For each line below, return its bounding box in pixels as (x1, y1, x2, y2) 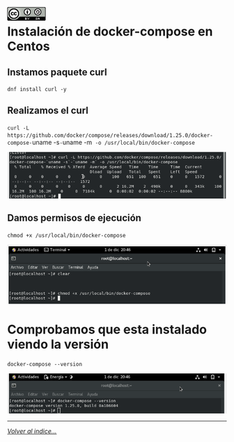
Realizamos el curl (7, 104, 88, 117)
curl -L (7, 125, 30, 132)
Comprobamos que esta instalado (7, 322, 208, 338)
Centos (7, 38, 50, 54)
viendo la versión (7, 337, 109, 352)
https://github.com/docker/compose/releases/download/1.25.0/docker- (7, 132, 214, 139)
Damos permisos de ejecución (7, 212, 141, 224)
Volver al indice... (7, 427, 57, 435)
